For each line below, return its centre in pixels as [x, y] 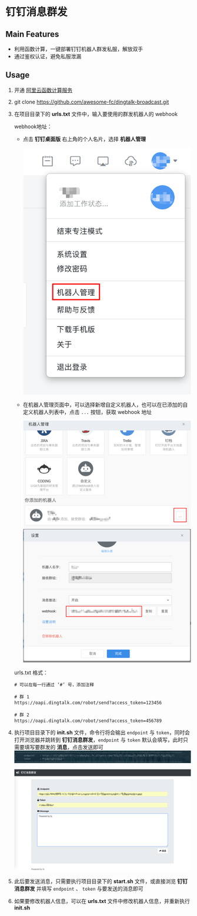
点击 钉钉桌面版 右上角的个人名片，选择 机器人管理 [84, 139]
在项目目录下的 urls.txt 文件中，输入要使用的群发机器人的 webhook [96, 114]
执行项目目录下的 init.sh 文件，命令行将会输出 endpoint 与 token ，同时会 [102, 732]
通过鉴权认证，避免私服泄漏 [48, 56]
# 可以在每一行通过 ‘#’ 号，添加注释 [54, 685]
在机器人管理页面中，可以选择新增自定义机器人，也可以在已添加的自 [105, 404]
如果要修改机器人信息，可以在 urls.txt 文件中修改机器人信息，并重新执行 [102, 901]
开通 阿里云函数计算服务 [43, 90]
